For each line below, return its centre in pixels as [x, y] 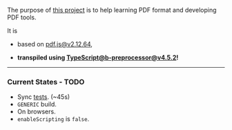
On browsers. [37, 112]
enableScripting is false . [53, 119]
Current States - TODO [46, 82]
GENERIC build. [37, 104]
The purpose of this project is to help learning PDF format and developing [112, 10]
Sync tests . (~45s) [43, 97]
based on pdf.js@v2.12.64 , [55, 44]
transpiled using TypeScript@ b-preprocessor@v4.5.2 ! [98, 57]
